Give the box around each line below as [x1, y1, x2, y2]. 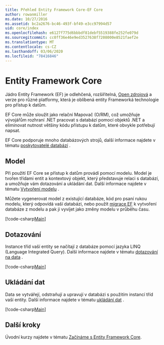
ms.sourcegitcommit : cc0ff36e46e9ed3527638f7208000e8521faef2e [5, 35, 139, 40]
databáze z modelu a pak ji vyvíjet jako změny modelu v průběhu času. [5, 206, 150, 212]
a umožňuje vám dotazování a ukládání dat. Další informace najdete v [5, 181, 147, 187]
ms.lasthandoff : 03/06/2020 [5, 49, 63, 54]
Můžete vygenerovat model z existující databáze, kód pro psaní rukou [5, 196, 147, 202]
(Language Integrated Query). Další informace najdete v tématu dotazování [5, 248, 158, 254]
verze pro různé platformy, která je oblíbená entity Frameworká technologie [5, 97, 159, 103]
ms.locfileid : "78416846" [5, 53, 58, 59]
